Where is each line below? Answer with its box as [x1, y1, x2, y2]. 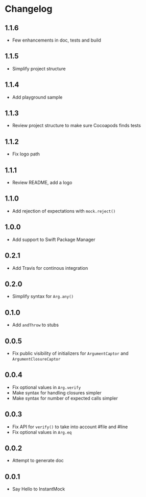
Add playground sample [12, 94, 63, 100]
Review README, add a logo [12, 180, 72, 186]
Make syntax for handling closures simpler [12, 389, 102, 395]
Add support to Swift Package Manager [12, 236, 95, 243]
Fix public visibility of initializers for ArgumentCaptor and [12, 350, 129, 356]
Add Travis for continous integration [12, 265, 88, 271]
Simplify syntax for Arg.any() [12, 293, 74, 300]
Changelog [5, 3, 53, 15]
